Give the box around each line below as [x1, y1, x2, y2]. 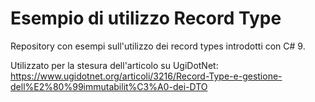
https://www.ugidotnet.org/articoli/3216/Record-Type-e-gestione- [10, 70, 283, 82]
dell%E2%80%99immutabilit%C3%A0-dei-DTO [10, 80, 208, 92]
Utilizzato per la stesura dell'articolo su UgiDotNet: [10, 59, 219, 71]
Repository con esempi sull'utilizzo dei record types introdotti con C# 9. [10, 40, 306, 52]
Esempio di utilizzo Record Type [10, 7, 282, 30]
